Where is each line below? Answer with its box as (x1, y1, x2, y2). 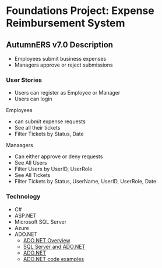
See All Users (14, 159, 48, 166)
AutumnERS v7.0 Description (6, 40, 114, 50)
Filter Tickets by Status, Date (14, 130, 84, 138)
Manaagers (6, 142, 33, 149)
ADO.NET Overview (23, 236, 71, 243)
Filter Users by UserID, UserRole (14, 165, 93, 173)
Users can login (14, 95, 52, 103)
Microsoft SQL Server (14, 218, 67, 225)
